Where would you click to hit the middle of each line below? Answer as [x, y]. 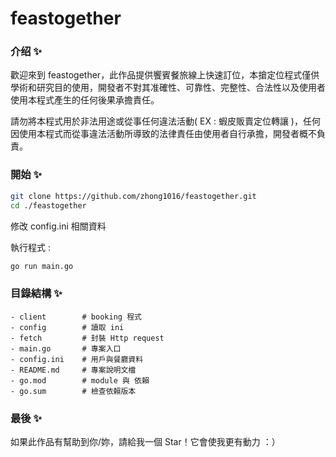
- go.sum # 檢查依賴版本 [73, 391]
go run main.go [42, 266]
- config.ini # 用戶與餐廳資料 [77, 359]
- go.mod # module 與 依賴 [80, 380]
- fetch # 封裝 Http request [87, 338]
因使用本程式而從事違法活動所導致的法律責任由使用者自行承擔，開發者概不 [163, 134]
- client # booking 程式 [76, 317]
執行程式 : [30, 247]
